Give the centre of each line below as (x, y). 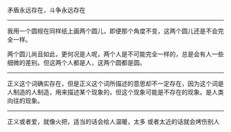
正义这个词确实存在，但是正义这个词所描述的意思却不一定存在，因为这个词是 (115, 83)
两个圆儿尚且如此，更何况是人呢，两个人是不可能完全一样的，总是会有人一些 (115, 54)
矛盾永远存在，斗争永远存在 (46, 10)
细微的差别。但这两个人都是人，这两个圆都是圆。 (76, 63)
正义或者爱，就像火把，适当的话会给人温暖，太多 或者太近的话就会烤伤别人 (113, 121)
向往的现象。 (25, 101)
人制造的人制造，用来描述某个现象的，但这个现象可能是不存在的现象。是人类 (115, 92)
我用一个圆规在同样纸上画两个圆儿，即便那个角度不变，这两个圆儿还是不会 (112, 31)
